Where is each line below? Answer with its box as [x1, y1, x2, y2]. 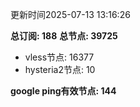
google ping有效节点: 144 [10, 85, 117, 97]
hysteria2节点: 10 [24, 64, 96, 75]
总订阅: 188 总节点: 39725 [10, 30, 118, 42]
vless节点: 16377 [24, 51, 95, 63]
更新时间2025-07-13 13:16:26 [10, 9, 131, 20]
